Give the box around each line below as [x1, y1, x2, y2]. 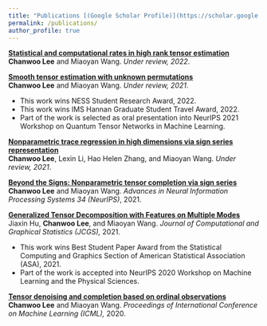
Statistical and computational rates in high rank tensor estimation [8, 49, 230, 58]
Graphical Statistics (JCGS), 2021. [8, 227, 121, 237]
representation [8, 145, 59, 155]
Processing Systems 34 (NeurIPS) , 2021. [8, 194, 142, 204]
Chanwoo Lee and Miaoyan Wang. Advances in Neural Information [8, 187, 229, 196]
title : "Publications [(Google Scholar [8, 11, 141, 20]
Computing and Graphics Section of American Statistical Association [19, 251, 245, 261]
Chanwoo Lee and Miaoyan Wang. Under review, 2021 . [8, 81, 189, 90]
